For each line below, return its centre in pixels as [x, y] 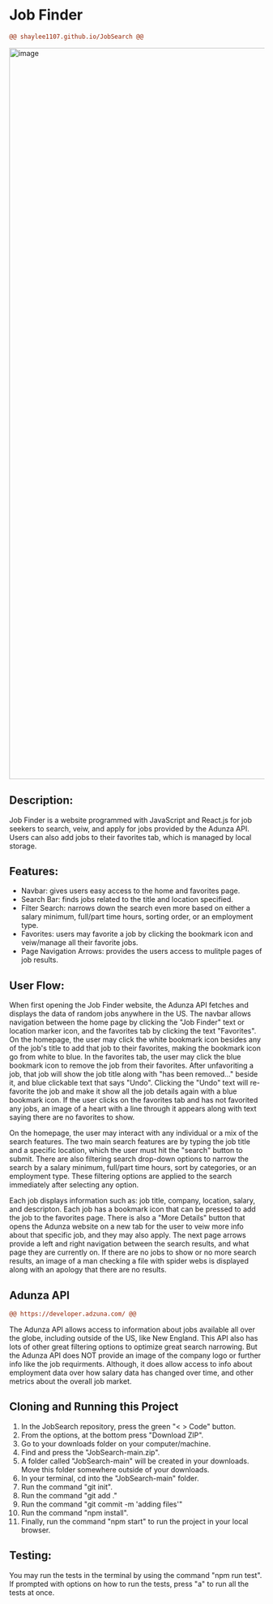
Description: [41, 801]
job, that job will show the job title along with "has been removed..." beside [134, 1074]
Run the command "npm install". [75, 1512]
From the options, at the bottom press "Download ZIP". [112, 1435]
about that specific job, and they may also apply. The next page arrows [128, 1235]
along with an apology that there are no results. [88, 1270]
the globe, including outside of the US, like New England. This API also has [134, 1337]
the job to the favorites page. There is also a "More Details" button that [127, 1218]
